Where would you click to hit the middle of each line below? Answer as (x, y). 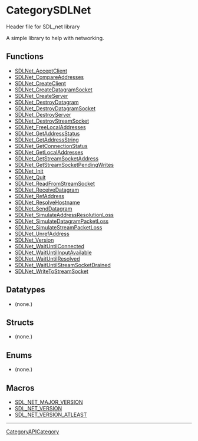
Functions (25, 57)
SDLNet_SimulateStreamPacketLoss (58, 227)
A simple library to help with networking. (55, 38)
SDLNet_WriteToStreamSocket (51, 271)
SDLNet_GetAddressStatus (47, 133)
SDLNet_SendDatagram (43, 208)
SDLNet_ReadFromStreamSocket (55, 183)
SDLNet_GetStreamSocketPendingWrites (64, 164)
